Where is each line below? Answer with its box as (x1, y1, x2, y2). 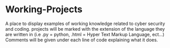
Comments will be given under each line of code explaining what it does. (5, 37, 158, 43)
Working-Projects (5, 4, 83, 15)
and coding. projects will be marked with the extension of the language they (5, 26, 165, 32)
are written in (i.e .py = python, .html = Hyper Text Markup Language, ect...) (5, 31, 165, 37)
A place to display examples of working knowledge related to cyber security (5, 20, 165, 27)
